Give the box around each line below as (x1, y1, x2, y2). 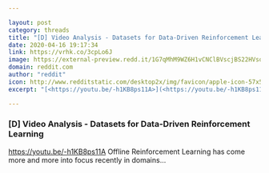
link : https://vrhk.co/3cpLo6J (8, 49, 113, 57)
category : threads (8, 26, 70, 34)
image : (8, 56, 30, 64)
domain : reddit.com (8, 63, 74, 72)
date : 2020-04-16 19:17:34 (8, 41, 98, 49)
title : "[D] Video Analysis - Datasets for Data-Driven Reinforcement (8, 33, 249, 41)
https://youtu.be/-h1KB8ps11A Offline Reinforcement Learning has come (8, 147, 246, 156)
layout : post (8, 18, 52, 26)
